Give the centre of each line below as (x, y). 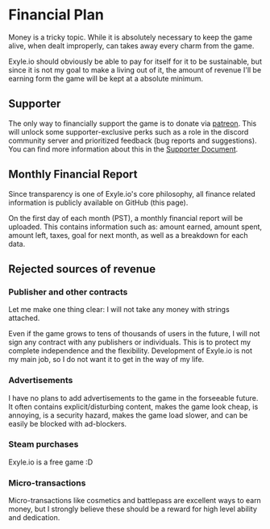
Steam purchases (44, 444)
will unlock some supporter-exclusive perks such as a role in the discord (129, 131)
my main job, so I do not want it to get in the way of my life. (106, 360)
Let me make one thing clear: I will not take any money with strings (119, 310)
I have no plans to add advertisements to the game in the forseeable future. (133, 398)
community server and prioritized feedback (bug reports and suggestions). (133, 140)
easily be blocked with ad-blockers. (68, 423)
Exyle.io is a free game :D (51, 462)
